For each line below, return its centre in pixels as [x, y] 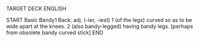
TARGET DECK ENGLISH [36, 9]
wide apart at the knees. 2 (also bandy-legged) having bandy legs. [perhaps [100, 26]
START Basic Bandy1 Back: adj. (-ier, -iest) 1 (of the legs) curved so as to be [99, 20]
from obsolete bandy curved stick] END [55, 33]
